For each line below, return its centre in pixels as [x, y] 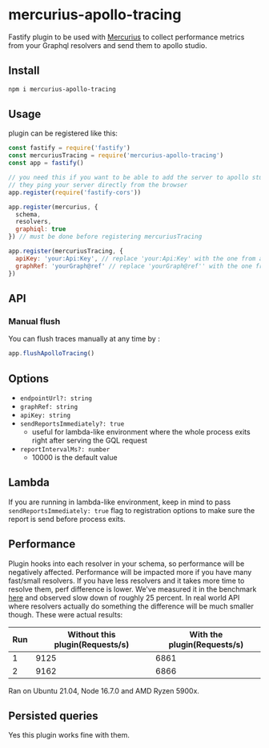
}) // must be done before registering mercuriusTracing [105, 237]
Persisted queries [53, 716]
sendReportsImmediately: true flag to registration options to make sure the [132, 510]
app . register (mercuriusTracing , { [66, 251]
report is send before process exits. [67, 519]
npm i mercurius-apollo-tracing [62, 89]
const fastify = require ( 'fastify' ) [69, 148]
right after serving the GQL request [90, 440]
